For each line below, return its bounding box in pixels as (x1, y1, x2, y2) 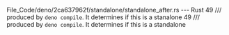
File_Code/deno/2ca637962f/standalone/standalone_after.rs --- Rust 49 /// (6, 6, 222, 14)
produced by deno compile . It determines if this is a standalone (6, 21, 186, 28)
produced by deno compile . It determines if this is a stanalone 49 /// (6, 13, 200, 21)
